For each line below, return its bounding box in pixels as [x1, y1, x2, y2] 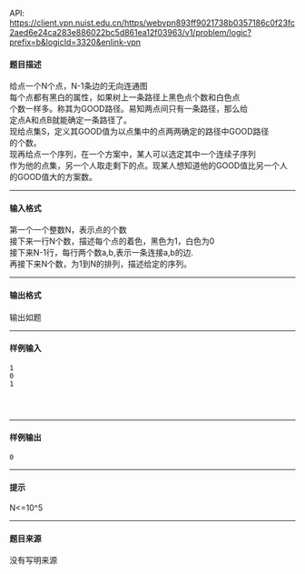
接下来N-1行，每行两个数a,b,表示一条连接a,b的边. [9, 247, 193, 258]
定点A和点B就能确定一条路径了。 [9, 115, 132, 126]
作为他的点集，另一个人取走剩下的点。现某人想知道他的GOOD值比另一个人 [9, 160, 288, 171]
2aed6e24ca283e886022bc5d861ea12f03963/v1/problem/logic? [9, 27, 252, 37]
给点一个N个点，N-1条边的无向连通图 [9, 81, 148, 92]
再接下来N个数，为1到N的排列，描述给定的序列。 [9, 258, 192, 269]
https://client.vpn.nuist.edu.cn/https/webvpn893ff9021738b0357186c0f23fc [9, 17, 296, 28]
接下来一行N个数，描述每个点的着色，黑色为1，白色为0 [9, 236, 215, 247]
